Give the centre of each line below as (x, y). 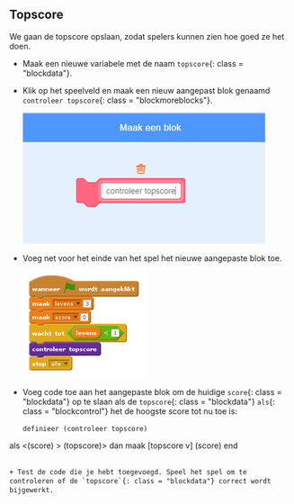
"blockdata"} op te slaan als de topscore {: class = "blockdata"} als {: (149, 401)
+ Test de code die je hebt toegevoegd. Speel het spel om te (128, 472)
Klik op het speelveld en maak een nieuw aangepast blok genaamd (146, 90)
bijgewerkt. (31, 490)
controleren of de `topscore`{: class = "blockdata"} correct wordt (140, 481)
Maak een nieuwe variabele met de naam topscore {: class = (133, 63)
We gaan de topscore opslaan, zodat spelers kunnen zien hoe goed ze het (147, 36)
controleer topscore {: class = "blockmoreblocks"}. (117, 100)
